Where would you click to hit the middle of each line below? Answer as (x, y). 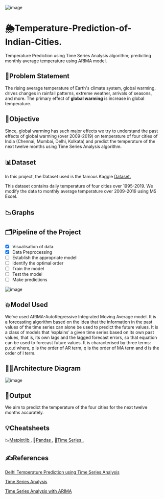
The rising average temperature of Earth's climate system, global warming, (80, 88)
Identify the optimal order (38, 263)
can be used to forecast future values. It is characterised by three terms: (78, 342)
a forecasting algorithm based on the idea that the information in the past (79, 322)
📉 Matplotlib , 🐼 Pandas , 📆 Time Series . (45, 440)
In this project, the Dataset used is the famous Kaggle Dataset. (68, 177)
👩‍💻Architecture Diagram (43, 368)
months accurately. (24, 413)
